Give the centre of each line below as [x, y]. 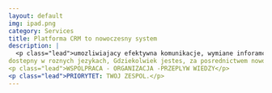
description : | [34, 46]
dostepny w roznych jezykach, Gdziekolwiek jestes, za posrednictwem [128, 61]
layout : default [36, 16]
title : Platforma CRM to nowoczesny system [83, 38]
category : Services [41, 31]
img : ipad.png [32, 23]
